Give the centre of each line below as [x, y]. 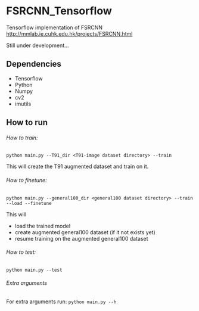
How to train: [22, 138]
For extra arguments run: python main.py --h [61, 301]
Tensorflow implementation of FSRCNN [55, 27]
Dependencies [34, 64]
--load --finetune [29, 203]
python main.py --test [34, 270]
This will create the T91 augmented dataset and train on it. [77, 167]
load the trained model [42, 226]
